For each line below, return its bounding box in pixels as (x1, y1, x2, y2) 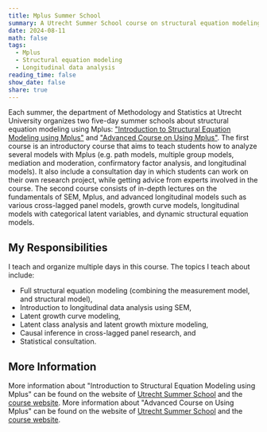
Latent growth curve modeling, (19, 312, 121, 321)
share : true (8, 85, 48, 94)
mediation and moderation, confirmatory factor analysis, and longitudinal (8, 159, 246, 168)
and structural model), (19, 294, 93, 304)
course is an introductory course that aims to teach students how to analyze (8, 141, 257, 151)
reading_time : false (8, 71, 77, 79)
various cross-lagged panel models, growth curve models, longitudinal (8, 201, 240, 210)
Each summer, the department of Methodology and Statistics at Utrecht (8, 108, 242, 117)
